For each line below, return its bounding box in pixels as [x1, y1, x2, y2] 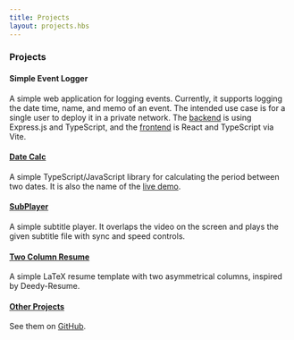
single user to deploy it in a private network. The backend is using [9, 112, 252, 123]
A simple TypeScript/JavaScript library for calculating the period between [9, 171, 280, 182]
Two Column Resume [9, 251, 90, 262]
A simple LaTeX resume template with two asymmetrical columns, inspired [9, 271, 283, 282]
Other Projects [9, 301, 65, 311]
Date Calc [9, 151, 46, 162]
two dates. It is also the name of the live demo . [9, 181, 181, 191]
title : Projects [9, 13, 70, 22]
